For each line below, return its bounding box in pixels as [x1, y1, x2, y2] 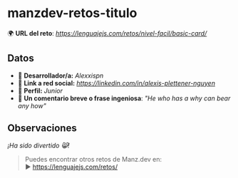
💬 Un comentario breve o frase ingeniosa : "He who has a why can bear [17, 94, 231, 103]
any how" [17, 101, 46, 110]
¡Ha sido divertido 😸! [7, 141, 70, 150]
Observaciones [7, 122, 77, 135]
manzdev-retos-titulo [7, 5, 138, 21]
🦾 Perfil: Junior [17, 86, 63, 95]
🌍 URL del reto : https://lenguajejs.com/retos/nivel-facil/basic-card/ [7, 28, 207, 37]
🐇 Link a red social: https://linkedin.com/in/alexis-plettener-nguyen [17, 78, 216, 87]
